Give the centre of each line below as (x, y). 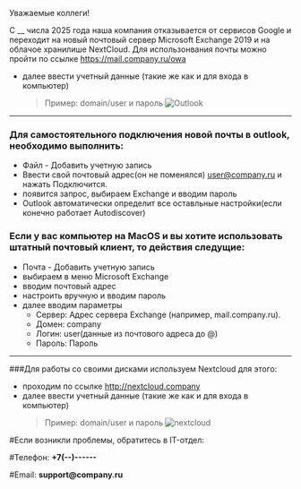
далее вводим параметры (72, 305)
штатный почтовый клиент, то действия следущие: (127, 247)
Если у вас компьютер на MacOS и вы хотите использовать (146, 236)
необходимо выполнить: (66, 145)
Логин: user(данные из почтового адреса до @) (127, 333)
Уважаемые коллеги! (50, 13)
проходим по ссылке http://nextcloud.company (111, 386)
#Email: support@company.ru (66, 475)
